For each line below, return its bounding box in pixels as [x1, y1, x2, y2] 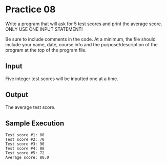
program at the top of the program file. [5, 47, 87, 53]
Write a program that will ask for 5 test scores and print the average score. [5, 21, 162, 27]
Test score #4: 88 [5, 146, 45, 151]
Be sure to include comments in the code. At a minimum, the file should [5, 36, 156, 42]
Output [5, 90, 28, 99]
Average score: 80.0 [5, 155, 50, 160]
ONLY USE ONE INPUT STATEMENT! [5, 26, 83, 32]
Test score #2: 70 [5, 137, 45, 142]
